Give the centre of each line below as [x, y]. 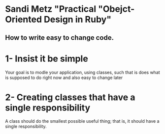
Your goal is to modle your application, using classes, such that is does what [82, 72]
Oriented [24, 19]
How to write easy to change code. [60, 38]
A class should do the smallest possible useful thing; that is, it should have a [82, 121]
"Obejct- [116, 9]
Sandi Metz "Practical [51, 9]
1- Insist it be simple [47, 59]
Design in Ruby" [78, 19]
